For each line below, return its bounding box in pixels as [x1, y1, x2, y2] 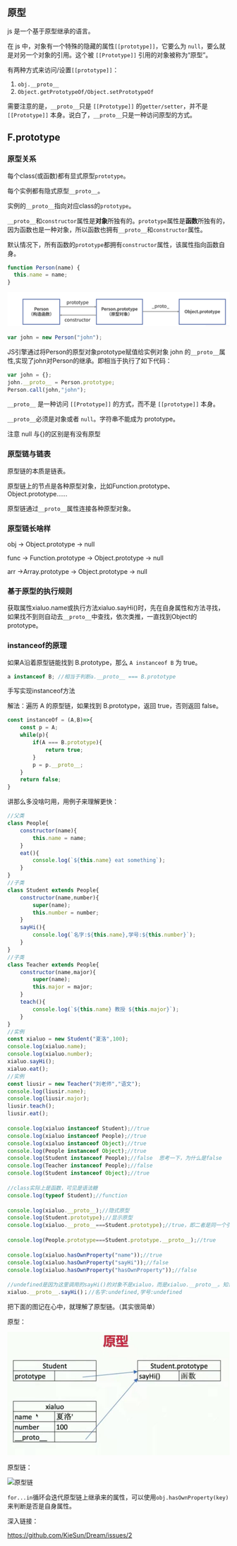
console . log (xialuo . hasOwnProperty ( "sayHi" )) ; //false [7, 1259, 169, 1266]
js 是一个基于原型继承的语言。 [7, 27, 95, 35]
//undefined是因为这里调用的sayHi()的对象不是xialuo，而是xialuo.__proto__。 [7, 1281, 224, 1288]
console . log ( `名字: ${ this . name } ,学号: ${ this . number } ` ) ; [32, 931, 196, 939]
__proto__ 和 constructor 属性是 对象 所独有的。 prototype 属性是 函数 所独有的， [7, 216, 229, 224]
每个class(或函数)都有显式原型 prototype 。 [7, 172, 130, 180]
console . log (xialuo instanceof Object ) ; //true [7, 1139, 147, 1147]
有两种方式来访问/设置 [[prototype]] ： [7, 66, 119, 74]
